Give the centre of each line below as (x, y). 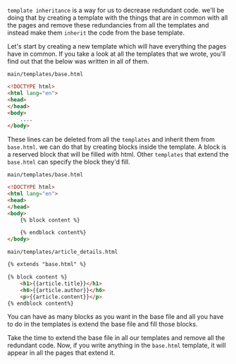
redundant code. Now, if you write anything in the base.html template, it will (117, 346)
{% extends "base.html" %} (47, 265)
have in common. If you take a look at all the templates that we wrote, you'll (117, 54)
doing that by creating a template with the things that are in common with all (118, 18)
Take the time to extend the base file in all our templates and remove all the (116, 338)
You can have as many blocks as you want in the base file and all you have (116, 317)
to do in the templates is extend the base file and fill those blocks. (103, 324)
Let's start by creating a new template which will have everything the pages (117, 46)
